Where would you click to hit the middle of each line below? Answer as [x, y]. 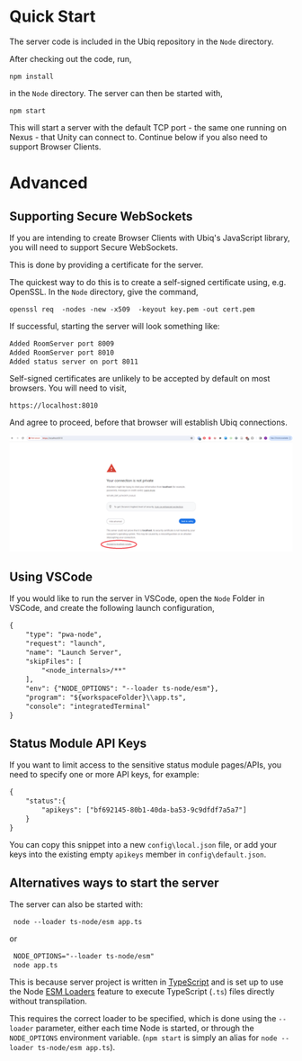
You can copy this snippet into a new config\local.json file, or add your [143, 845]
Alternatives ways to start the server [114, 882]
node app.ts [36, 966]
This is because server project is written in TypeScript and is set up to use [147, 982]
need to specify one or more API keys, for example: [104, 775]
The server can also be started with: [76, 904]
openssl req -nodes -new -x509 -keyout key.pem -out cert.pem [132, 309]
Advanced [49, 183]
